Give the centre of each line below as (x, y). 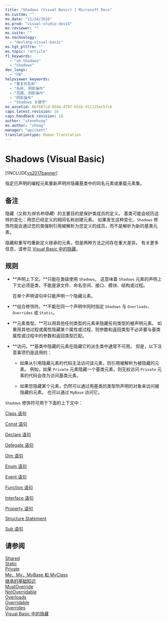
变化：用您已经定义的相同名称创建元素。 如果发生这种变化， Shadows (83, 220)
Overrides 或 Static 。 (35, 312)
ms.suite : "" (19, 33)
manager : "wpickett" (27, 130)
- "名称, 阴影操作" (28, 88)
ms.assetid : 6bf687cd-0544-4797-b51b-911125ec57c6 (59, 107)
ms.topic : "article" (27, 51)
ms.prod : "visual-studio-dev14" (39, 24)
